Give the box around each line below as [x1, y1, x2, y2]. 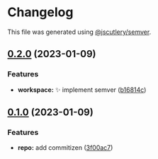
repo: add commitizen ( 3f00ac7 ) [17, 143, 113, 152]
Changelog [7, 4, 74, 20]
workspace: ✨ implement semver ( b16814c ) [17, 86, 147, 94]
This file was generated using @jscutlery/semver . [7, 28, 152, 36]
